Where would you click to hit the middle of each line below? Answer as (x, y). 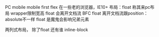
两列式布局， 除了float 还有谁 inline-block (47, 30)
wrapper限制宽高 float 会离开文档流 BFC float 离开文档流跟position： (79, 13)
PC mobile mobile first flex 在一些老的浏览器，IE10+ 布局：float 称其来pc (78, 7)
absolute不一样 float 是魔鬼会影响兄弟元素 (47, 19)
